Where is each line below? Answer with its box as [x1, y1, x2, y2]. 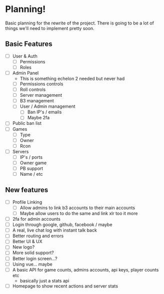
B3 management [19, 98, 54, 104]
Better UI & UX [12, 239, 42, 245]
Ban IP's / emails [27, 109, 62, 115]
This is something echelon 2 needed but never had [19, 76, 125, 81]
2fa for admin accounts [12, 216, 61, 222]
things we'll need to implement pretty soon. [5, 25, 94, 31]
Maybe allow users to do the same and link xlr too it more [19, 211, 138, 216]
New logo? [12, 244, 35, 250]
